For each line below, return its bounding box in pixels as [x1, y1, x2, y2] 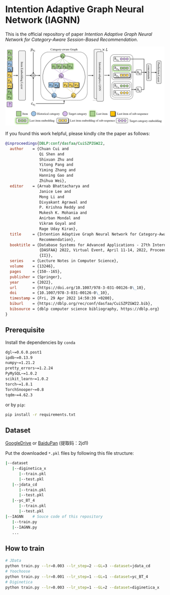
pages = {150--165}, [10, 269, 62, 274]
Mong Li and [39, 194, 65, 200]
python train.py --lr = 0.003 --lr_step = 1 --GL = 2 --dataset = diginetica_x [5, 585, 159, 590]
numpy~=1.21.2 [5, 361, 35, 366]
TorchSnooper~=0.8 [5, 387, 44, 392]
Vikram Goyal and [39, 221, 76, 226]
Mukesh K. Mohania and [39, 210, 87, 216]
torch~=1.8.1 [5, 381, 33, 387]
